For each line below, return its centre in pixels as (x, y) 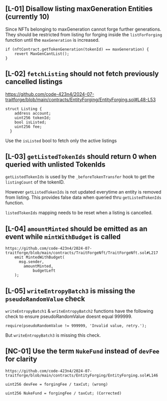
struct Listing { (24, 109)
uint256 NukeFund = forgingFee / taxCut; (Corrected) (64, 393)
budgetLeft (44, 271)
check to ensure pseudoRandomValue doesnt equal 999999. (69, 316)
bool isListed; (31, 122)
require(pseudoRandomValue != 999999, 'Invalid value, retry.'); (76, 326)
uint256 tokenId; (33, 118)
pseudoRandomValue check (45, 299)
